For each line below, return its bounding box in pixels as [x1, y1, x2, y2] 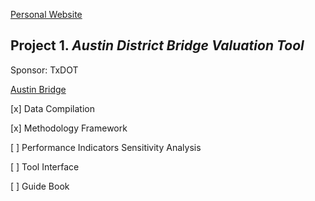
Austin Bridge [10, 83, 67, 95]
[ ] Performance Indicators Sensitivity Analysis [10, 141, 202, 153]
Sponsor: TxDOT [10, 64, 79, 76]
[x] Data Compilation [10, 102, 95, 114]
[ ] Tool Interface [10, 160, 80, 173]
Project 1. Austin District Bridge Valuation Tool [10, 37, 305, 54]
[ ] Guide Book [10, 180, 70, 192]
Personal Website [10, 9, 83, 20]
